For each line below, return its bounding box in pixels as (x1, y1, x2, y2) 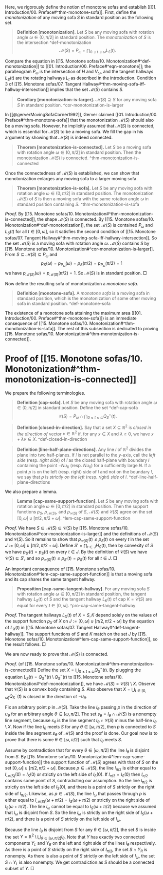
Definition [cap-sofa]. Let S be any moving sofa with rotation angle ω (17, 399, 157, 405)
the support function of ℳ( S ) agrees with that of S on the (43, 759, 159, 765)
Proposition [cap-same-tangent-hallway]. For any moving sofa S (17, 586, 150, 592)
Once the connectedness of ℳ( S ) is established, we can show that (5, 171, 140, 176)
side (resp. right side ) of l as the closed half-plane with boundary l (17, 457, 150, 463)
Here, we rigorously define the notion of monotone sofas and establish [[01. (5, 4, 157, 10)
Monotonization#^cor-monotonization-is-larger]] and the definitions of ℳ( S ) (5, 531, 159, 536)
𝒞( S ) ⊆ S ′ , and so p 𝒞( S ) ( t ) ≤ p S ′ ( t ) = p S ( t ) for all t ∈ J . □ (5, 555, 118, 562)
